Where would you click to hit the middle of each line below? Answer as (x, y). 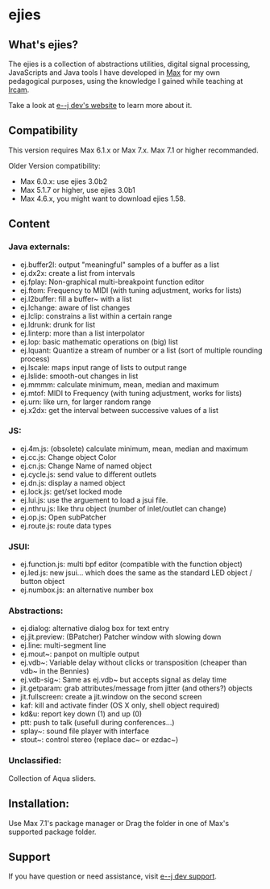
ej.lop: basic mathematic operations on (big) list (99, 341)
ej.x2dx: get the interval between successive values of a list (119, 410)
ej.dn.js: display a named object (73, 482)
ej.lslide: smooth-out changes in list (79, 376)
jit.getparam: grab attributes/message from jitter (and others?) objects (136, 688)
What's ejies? (44, 45)
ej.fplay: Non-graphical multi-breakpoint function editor (112, 282)
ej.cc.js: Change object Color (68, 457)
